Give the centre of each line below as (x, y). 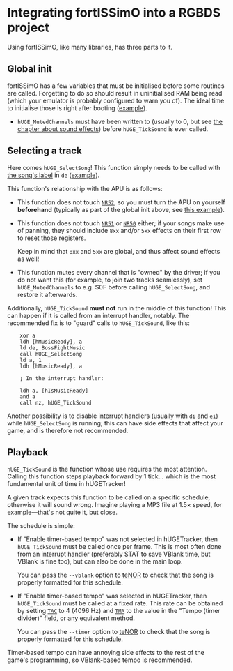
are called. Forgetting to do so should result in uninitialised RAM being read (115, 93)
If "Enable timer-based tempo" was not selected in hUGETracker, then (117, 539)
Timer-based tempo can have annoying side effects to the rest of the (106, 653)
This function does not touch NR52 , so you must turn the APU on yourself (121, 202)
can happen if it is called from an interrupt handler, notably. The (98, 315)
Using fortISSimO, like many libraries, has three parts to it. (90, 47)
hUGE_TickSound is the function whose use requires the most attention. (107, 469)
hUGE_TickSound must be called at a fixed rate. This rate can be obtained (120, 603)
